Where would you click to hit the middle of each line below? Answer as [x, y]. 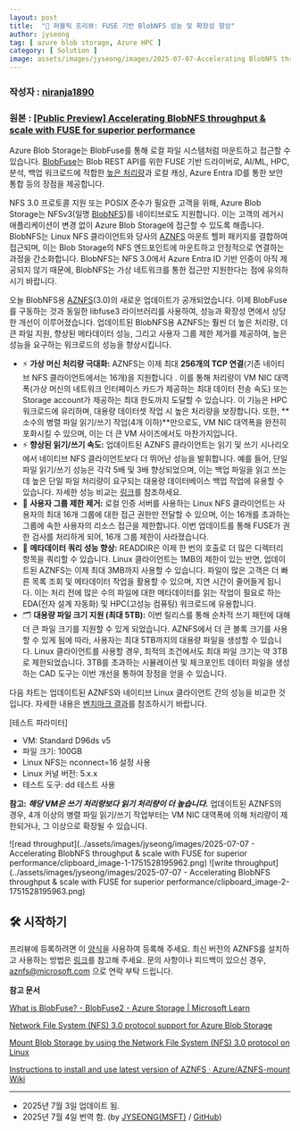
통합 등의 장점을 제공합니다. [57, 184]
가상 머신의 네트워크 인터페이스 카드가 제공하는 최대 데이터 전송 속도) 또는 [160, 389]
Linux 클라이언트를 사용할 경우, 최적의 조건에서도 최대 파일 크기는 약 [152, 651]
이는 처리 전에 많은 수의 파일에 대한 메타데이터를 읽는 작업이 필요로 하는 [158, 593]
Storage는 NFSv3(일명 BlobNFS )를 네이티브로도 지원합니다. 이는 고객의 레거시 [146, 214]
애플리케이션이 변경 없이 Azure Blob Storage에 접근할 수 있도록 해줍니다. [137, 225]
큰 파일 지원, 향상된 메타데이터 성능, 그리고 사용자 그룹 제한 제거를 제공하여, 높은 [148, 334]
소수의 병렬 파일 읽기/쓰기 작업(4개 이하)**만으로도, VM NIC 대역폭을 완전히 [154, 423]
